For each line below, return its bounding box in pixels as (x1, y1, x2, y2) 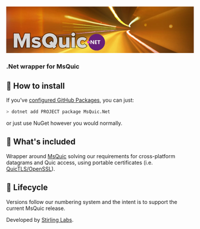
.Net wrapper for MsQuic (6, 62, 80, 71)
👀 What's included (6, 137, 76, 147)
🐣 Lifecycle (6, 183, 48, 193)
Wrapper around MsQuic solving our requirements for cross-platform (6, 152, 176, 159)
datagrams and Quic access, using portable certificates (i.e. (6, 159, 153, 166)
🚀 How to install (6, 81, 65, 91)
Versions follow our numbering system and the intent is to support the (6, 198, 177, 205)
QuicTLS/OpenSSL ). (6, 165, 55, 172)
